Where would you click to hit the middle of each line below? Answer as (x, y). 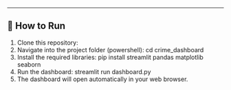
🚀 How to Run (36, 26)
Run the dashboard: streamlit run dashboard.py (84, 71)
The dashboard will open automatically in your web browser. (102, 79)
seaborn (29, 64)
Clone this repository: (47, 43)
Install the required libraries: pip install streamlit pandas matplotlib (110, 57)
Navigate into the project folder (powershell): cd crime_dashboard (110, 49)
